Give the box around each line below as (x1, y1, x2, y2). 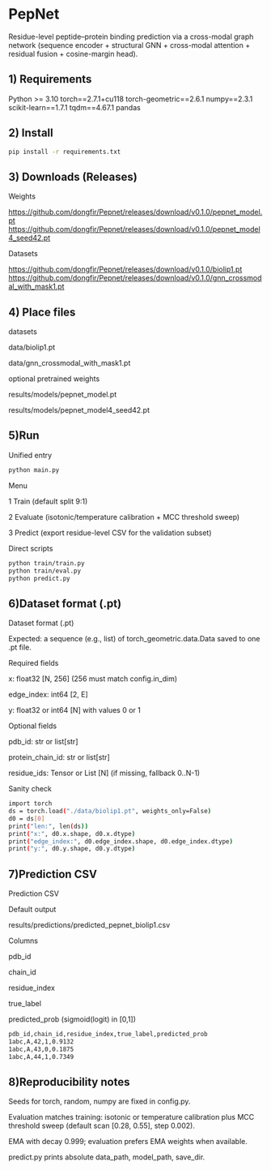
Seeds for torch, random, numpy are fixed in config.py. (8, 1096, 191, 1107)
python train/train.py (8, 559, 85, 568)
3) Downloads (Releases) (8, 169, 138, 183)
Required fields (8, 658, 59, 668)
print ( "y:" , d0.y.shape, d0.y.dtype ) (8, 845, 136, 853)
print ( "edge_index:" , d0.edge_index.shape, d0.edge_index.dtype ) (8, 837, 233, 846)
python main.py (8, 465, 60, 474)
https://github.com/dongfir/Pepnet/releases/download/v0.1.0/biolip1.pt (8, 264, 243, 274)
